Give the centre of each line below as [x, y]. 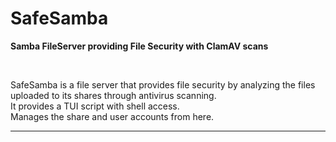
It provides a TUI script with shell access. [95, 106]
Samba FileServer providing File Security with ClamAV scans [139, 46]
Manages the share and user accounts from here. [112, 116]
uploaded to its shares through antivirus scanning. [113, 95]
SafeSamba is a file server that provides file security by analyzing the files [163, 84]
